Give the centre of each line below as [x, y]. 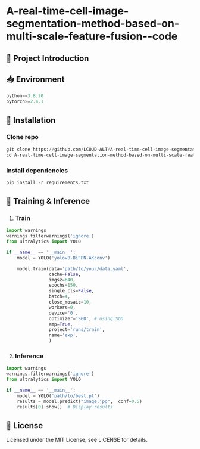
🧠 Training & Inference [48, 201]
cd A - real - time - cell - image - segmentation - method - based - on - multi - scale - [96, 155]
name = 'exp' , [63, 335]
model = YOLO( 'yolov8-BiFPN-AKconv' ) [64, 258]
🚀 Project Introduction [48, 58]
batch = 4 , [59, 296]
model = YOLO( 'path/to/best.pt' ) [58, 396]
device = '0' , [63, 313]
